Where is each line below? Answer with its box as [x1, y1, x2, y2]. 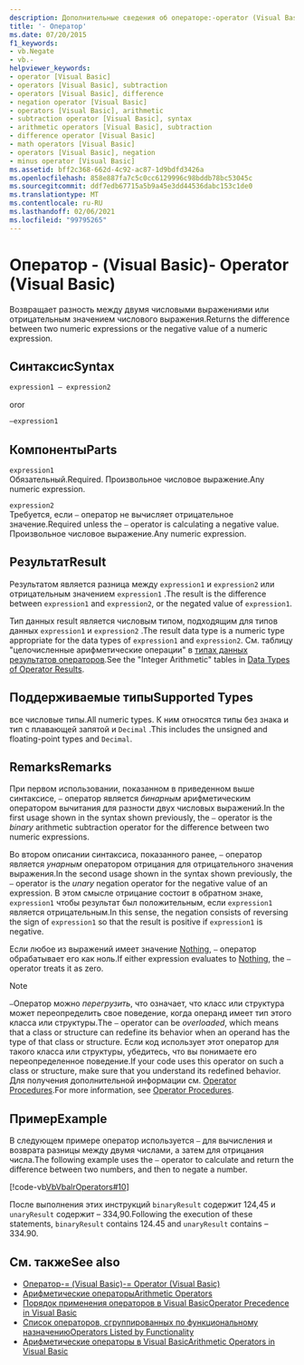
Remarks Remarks [9, 759, 112, 775]
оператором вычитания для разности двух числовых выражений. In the [9, 803, 285, 814]
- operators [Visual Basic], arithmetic [9, 106, 165, 115]
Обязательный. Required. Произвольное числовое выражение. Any [9, 473, 265, 485]
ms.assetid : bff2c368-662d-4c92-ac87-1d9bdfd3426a [9, 165, 204, 174]
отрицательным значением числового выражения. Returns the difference [9, 314, 290, 324]
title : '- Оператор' [9, 22, 88, 31]
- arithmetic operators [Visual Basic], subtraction [9, 123, 213, 132]
